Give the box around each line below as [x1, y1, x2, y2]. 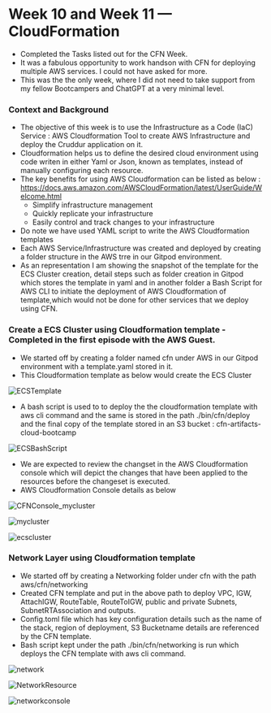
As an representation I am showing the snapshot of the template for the [19, 261, 259, 271]
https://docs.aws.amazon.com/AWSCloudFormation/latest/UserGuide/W [19, 183, 262, 193]
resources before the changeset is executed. [19, 476, 170, 486]
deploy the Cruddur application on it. [19, 140, 144, 150]
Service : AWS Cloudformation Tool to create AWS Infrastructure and [19, 131, 251, 141]
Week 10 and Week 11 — [8, 5, 173, 24]
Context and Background [8, 103, 110, 115]
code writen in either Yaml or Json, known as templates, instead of [19, 157, 243, 167]
